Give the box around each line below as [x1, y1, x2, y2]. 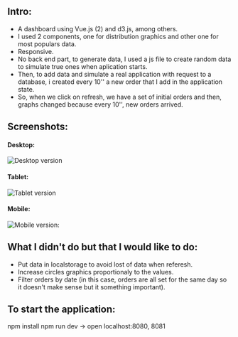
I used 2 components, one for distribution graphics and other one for [17, 32, 219, 41]
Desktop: [7, 140, 36, 149]
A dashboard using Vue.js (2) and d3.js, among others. [17, 24, 178, 33]
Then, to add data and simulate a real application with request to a [17, 70, 212, 78]
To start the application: [7, 304, 116, 316]
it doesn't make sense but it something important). [17, 282, 166, 291]
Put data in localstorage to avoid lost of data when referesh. [17, 260, 193, 269]
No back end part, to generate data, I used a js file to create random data [17, 55, 232, 63]
